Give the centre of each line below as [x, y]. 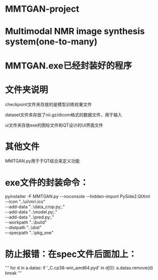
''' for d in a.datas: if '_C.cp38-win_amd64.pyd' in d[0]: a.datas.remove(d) [79, 268]
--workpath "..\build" [26, 222]
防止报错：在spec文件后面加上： [71, 254]
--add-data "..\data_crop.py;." [35, 207]
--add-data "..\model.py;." [31, 212]
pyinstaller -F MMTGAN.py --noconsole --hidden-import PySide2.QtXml [78, 196]
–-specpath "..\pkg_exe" [29, 233]
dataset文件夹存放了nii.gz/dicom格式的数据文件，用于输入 [64, 115]
